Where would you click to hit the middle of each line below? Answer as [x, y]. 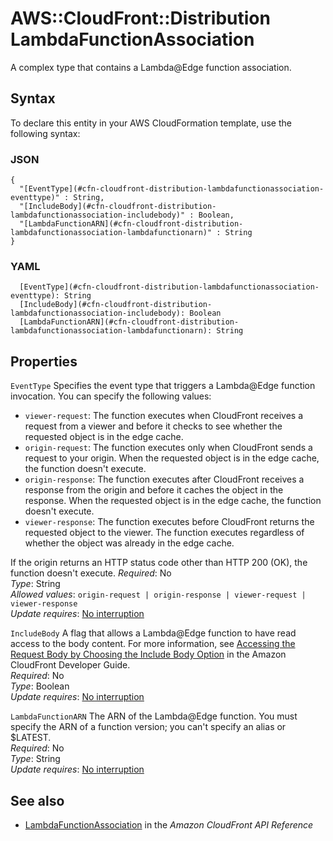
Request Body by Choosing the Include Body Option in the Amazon [148, 654]
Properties [44, 361]
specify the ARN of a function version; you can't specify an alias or [148, 727]
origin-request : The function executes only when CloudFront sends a [168, 448]
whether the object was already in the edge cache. [129, 543]
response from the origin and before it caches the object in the [154, 490]
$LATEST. [31, 738]
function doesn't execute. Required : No [91, 573]
